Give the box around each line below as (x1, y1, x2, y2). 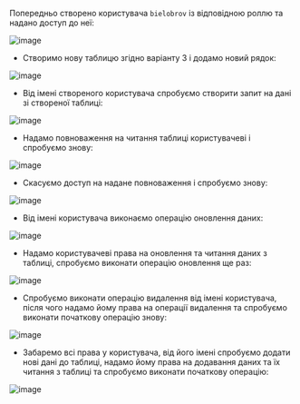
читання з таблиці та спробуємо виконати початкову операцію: (22, 367, 269, 377)
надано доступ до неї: (9, 17, 95, 28)
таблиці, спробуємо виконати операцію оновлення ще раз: (22, 258, 252, 268)
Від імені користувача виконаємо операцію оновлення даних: (22, 212, 264, 223)
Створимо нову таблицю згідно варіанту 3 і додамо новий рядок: (22, 53, 276, 63)
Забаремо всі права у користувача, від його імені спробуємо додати (22, 347, 291, 358)
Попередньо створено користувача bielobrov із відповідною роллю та (9, 8, 284, 18)
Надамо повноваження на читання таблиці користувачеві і (22, 133, 251, 143)
